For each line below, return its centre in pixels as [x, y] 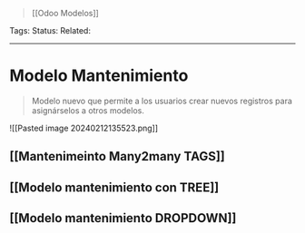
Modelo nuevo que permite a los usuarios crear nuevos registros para [162, 101]
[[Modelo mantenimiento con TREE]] [114, 187]
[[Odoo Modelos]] [65, 13]
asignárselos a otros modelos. [88, 110]
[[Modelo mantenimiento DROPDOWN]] [123, 218]
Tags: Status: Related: [50, 30]
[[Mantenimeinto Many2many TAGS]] [117, 156]
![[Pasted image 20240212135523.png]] [84, 128]
